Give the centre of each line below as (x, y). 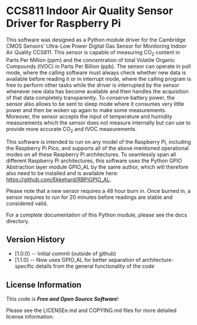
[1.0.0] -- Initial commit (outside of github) (65, 254)
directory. (18, 221)
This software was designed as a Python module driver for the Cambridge (96, 40)
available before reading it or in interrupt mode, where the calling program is (99, 78)
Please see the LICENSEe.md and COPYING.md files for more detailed (91, 310)
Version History (35, 239)
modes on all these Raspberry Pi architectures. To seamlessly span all (91, 154)
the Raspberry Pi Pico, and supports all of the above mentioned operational (97, 148)
